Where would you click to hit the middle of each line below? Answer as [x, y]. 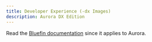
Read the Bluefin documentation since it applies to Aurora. [76, 33]
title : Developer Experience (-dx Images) [58, 11]
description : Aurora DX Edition [45, 17]
